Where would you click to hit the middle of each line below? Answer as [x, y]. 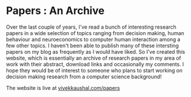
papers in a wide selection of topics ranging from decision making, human [95, 33]
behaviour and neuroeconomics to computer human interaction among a [93, 39]
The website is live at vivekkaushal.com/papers [63, 88]
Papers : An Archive [55, 11]
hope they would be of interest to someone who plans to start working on [94, 70]
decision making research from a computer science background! [84, 77]
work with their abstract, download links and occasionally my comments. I [95, 64]
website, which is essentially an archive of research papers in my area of [94, 58]
